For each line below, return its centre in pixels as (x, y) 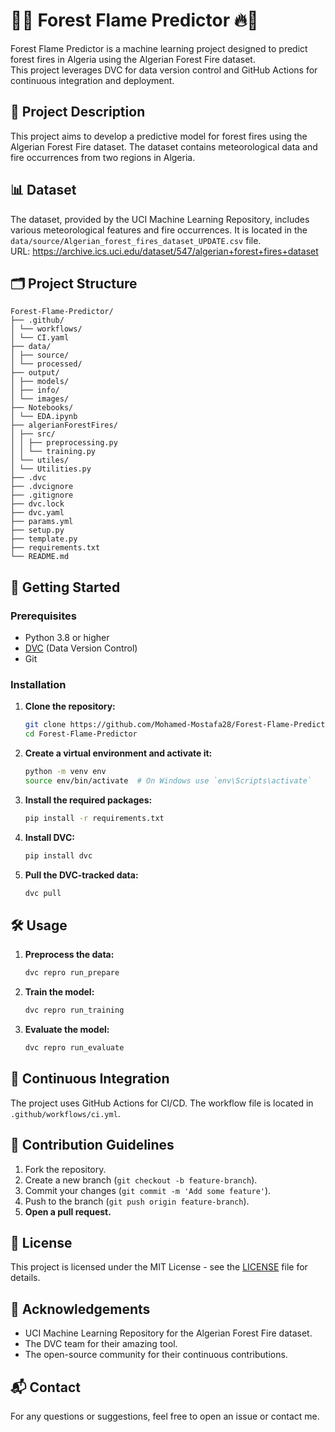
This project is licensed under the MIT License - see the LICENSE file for (159, 1267)
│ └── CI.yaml (40, 338)
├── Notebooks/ (42, 408)
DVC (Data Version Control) (81, 648)
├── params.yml (42, 522)
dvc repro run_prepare (72, 973)
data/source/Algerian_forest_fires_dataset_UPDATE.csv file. (136, 240)
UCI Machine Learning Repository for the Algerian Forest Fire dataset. (168, 1333)
